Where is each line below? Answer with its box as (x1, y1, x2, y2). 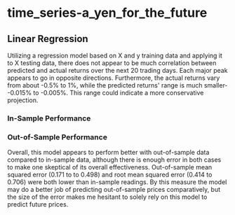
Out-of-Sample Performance (7, 132, 107, 141)
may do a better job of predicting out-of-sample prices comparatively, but (7, 186, 221, 194)
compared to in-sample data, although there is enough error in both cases (7, 155, 222, 164)
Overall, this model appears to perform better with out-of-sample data (7, 148, 210, 157)
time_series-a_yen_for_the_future (7, 5, 208, 21)
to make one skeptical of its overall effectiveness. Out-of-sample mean (7, 163, 213, 172)
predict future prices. (7, 200, 69, 209)
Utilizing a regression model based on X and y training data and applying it (7, 51, 223, 60)
